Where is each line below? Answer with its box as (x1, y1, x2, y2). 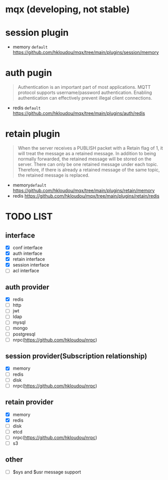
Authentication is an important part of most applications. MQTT (17, 84, 151, 90)
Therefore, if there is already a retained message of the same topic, (17, 167, 160, 173)
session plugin (5, 27, 69, 39)
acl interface (12, 268, 39, 274)
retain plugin (5, 128, 60, 140)
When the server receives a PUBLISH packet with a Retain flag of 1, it (17, 145, 163, 151)
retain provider (5, 398, 54, 406)
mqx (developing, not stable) (5, 4, 130, 15)
